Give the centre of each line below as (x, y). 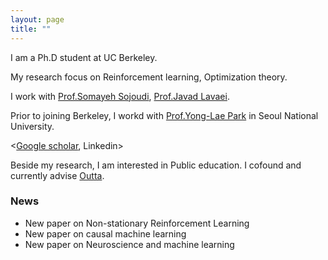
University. (32, 126)
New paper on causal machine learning (105, 233)
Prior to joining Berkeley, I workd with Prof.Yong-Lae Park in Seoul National (164, 115)
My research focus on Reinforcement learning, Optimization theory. (149, 77)
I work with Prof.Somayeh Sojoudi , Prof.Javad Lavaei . (120, 96)
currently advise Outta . (57, 175)
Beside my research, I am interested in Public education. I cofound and (156, 165)
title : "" (31, 29)
